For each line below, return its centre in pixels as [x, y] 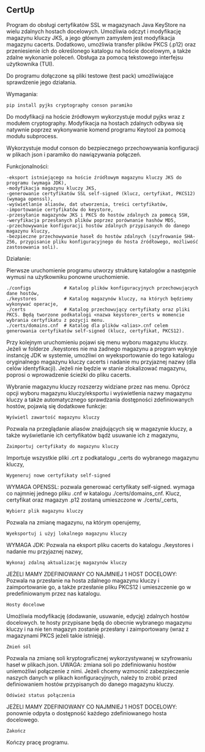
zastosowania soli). [33, 247]
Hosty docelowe [26, 605]
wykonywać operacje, [33, 304]
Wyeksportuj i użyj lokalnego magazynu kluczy [67, 534]
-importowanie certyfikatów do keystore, [60, 210]
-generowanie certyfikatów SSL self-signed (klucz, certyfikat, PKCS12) [101, 193]
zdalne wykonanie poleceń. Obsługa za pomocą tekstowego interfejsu [95, 57]
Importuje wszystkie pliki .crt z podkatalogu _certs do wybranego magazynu [102, 458]
